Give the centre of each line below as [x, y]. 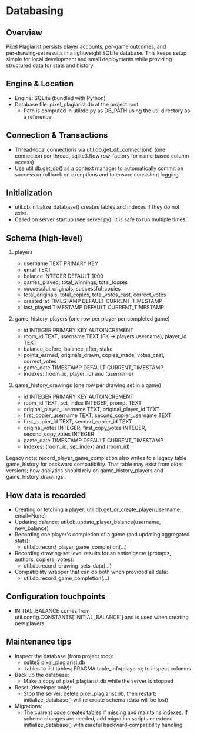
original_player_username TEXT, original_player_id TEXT [91, 409]
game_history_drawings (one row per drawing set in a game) [88, 385]
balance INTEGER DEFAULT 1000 [64, 276]
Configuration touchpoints [56, 597]
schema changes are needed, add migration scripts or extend [98, 718]
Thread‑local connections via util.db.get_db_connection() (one [90, 149]
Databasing [35, 11]
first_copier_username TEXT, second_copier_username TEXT [97, 415]
